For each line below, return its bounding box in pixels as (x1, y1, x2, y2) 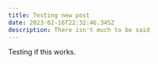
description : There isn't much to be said (8, 26, 150, 34)
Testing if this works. (8, 48, 77, 57)
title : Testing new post (8, 11, 90, 20)
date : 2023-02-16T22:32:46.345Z (8, 19, 115, 27)
